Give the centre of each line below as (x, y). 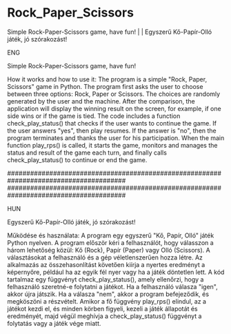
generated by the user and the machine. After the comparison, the (101, 101)
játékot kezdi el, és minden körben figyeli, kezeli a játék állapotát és (102, 308)
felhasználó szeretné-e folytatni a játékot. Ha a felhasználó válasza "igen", (113, 286)
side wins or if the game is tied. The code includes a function (94, 116)
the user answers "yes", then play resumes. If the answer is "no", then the (112, 130)
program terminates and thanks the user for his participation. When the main (116, 138)
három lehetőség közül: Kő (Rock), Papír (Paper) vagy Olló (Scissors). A (109, 250)
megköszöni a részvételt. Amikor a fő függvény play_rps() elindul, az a (107, 301)
